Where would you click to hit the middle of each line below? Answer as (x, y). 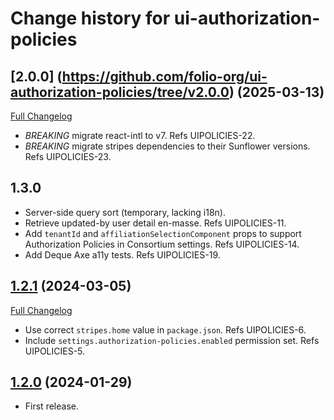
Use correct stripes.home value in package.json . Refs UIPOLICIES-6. (165, 329)
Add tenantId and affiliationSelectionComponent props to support (163, 233)
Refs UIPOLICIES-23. (68, 156)
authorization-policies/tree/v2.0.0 (120, 92)
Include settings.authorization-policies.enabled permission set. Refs (172, 340)
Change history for (90, 18)
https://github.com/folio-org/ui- (164, 76)
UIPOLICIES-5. (55, 351)
